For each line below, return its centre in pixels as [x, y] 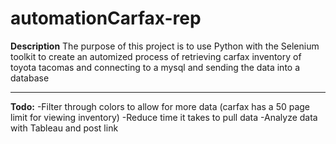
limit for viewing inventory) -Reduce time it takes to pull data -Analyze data [164, 117]
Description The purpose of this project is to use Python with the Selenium [165, 46]
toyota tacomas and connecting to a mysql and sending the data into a [155, 67]
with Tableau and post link [64, 128]
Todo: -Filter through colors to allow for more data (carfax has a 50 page [160, 106]
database [30, 78]
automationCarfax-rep [106, 18]
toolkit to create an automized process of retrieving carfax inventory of [156, 56]
